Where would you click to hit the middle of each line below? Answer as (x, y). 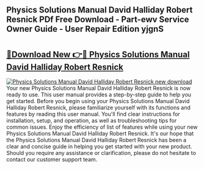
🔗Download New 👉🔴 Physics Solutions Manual (98, 54)
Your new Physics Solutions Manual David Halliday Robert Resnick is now (99, 88)
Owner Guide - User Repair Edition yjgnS (85, 29)
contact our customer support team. (52, 159)
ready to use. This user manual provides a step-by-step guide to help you (99, 95)
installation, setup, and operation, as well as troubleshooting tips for (92, 120)
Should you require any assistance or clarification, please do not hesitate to (101, 153)
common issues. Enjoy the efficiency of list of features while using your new (102, 127)
